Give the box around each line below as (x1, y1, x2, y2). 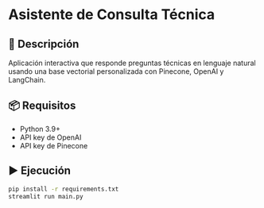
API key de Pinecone (19, 141, 88, 150)
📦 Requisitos (8, 99, 76, 113)
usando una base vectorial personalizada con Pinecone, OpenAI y (8, 67, 224, 76)
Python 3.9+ (19, 124, 61, 133)
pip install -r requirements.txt (8, 185, 119, 193)
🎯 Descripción (8, 37, 80, 51)
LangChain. (8, 75, 46, 84)
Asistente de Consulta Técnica (8, 6, 215, 24)
